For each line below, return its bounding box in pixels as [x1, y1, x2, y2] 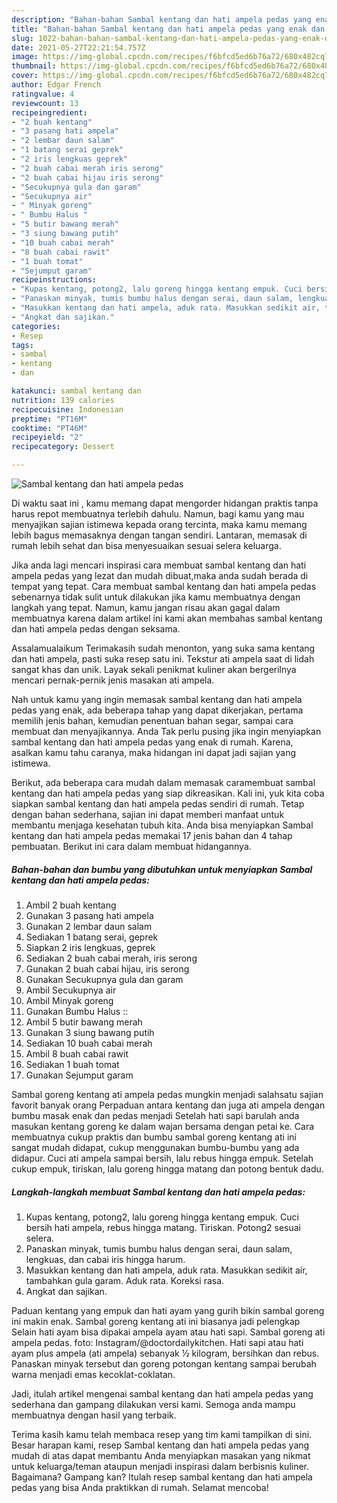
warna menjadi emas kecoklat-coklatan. [11, 1368, 176, 1380]
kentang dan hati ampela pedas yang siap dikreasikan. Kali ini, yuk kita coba [11, 787, 325, 799]
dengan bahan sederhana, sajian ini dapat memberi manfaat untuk [11, 809, 285, 820]
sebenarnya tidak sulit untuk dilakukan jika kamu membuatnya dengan [11, 591, 301, 603]
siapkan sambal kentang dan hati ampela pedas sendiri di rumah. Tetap [11, 798, 305, 810]
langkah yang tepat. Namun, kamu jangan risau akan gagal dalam [11, 602, 281, 613]
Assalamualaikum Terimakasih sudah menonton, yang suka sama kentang [11, 642, 316, 654]
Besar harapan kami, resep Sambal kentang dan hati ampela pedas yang [11, 1439, 310, 1451]
